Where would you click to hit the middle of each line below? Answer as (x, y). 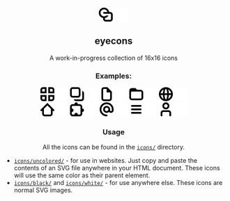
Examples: (114, 76)
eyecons (114, 41)
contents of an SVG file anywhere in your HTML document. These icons (117, 168)
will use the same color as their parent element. (82, 175)
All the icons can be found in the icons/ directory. (114, 147)
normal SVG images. (43, 190)
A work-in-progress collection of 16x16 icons (114, 58)
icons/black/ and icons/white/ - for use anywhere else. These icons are (118, 183)
